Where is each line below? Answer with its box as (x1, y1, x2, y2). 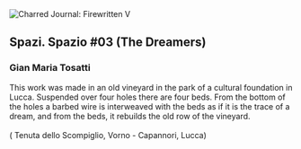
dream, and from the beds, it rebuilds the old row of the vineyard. (9, 110, 251, 121)
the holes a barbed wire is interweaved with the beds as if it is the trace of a (9, 101, 290, 111)
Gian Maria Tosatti (9, 62, 92, 74)
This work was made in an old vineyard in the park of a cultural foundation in (9, 82, 293, 92)
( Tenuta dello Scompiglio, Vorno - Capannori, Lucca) (9, 129, 207, 140)
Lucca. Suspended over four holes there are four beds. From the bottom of (9, 92, 286, 102)
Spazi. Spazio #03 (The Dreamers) (9, 35, 207, 50)
